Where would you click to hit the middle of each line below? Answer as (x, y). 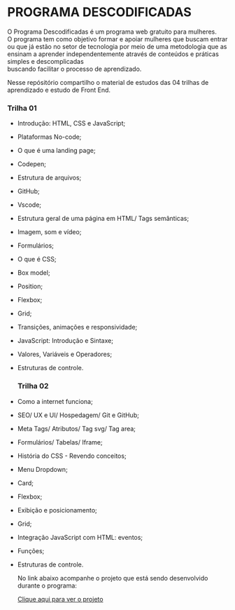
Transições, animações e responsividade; (77, 327)
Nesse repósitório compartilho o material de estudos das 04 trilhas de (108, 82)
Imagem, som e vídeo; (49, 232)
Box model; (34, 273)
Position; (30, 286)
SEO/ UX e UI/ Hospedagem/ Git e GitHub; (78, 415)
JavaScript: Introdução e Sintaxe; (65, 341)
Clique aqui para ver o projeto (60, 599)
